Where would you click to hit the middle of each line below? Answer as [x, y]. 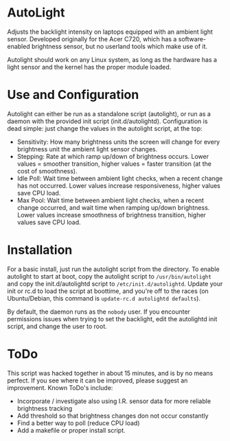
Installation [40, 250]
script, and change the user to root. [57, 326]
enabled [19, 46]
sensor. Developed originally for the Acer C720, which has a [92, 39]
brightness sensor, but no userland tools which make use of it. [119, 46]
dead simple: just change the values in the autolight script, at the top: [105, 128]
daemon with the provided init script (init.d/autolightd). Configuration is [107, 121]
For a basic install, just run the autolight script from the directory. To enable [113, 269]
